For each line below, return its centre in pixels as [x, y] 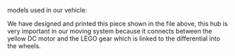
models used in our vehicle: [47, 10]
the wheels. [24, 46]
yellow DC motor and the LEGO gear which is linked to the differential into [114, 38]
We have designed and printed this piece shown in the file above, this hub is [118, 23]
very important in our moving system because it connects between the [110, 31]
